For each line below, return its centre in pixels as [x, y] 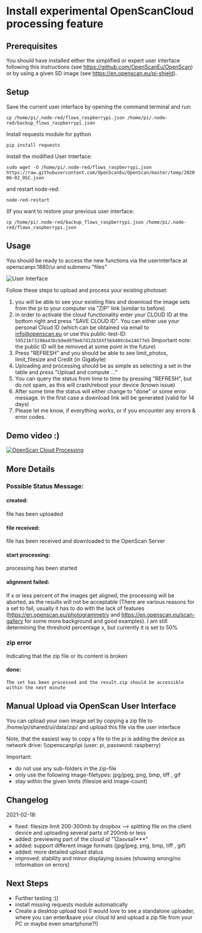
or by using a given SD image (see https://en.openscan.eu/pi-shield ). [92, 73]
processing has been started [42, 568]
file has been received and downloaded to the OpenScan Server [86, 541]
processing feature [55, 24]
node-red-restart [28, 200]
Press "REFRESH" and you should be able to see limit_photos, [91, 353]
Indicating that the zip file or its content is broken [67, 656]
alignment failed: [28, 582]
